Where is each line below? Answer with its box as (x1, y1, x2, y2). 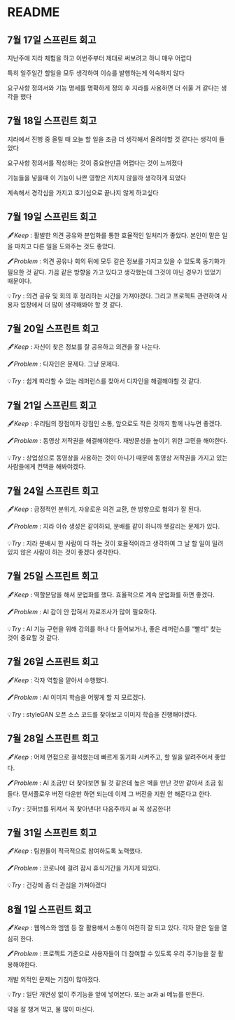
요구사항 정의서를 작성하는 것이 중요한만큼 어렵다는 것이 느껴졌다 (7, 159, 183, 167)
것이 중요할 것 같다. (7, 633, 59, 642)
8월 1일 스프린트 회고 (7, 903, 92, 915)
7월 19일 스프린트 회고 (7, 211, 97, 223)
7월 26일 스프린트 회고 (7, 656, 99, 668)
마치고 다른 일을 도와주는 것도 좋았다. (14, 241, 115, 250)
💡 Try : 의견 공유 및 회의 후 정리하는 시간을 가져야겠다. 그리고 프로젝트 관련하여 (7, 291, 220, 300)
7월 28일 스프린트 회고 (7, 733, 99, 745)
